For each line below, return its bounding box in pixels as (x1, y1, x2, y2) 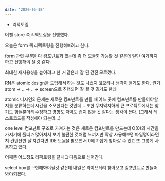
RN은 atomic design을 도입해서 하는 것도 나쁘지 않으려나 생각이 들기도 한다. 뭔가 (5, 80, 161, 86)
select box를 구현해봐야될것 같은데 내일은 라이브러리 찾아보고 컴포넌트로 (5, 164, 145, 170)
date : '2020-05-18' (5, 7, 45, 12)
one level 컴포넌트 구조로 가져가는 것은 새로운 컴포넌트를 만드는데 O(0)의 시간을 (5, 125, 159, 131)
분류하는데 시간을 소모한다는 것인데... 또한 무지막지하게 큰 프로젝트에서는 (14, 102, 154, 108)
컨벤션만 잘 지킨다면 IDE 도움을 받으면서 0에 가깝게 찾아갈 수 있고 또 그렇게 (10, 137, 154, 143)
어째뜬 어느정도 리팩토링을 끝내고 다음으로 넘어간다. (5, 154, 104, 160)
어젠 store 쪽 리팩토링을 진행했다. (5, 31, 69, 37)
